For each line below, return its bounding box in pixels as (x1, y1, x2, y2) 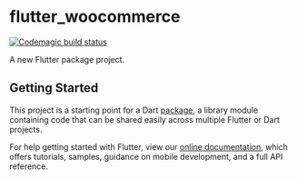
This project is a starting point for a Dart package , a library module (9, 104, 259, 115)
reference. (9, 161, 48, 172)
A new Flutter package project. (9, 54, 125, 65)
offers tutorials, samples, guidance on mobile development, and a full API (9, 151, 283, 162)
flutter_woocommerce (9, 6, 181, 27)
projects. (9, 124, 43, 134)
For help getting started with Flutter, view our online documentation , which (9, 141, 289, 152)
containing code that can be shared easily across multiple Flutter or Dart (9, 114, 280, 124)
